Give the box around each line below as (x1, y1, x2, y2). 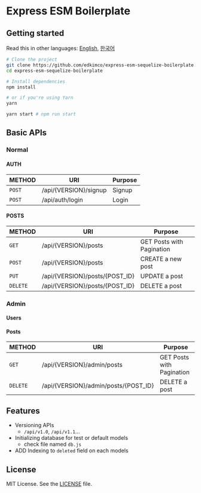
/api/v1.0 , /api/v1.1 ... (23, 428, 80, 435)
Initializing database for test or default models (14, 434, 129, 442)
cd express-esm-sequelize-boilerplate (6, 68, 103, 74)
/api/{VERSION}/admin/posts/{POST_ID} (41, 382, 154, 390)
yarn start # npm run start (6, 111, 77, 117)
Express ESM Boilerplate (6, 4, 130, 18)
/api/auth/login (41, 196, 83, 204)
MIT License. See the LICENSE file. (6, 480, 93, 488)
